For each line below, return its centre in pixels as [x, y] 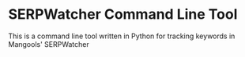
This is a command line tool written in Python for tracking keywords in [122, 36]
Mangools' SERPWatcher [49, 44]
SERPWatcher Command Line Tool [123, 14]
